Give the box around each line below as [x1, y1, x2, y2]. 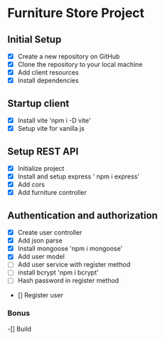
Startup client [7, 97, 70, 110]
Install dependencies [17, 76, 80, 85]
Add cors [17, 180, 45, 189]
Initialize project [17, 164, 65, 172]
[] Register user [17, 290, 64, 299]
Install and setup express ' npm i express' [17, 172, 140, 181]
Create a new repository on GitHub [17, 52, 120, 60]
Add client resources [17, 68, 80, 77]
